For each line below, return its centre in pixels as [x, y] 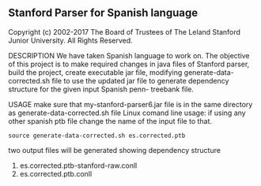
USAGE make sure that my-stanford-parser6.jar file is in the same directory [130, 104]
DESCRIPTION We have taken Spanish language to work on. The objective [129, 55]
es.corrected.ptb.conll [56, 173]
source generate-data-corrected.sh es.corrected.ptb [97, 136]
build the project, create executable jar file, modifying [95, 72]
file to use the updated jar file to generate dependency [140, 80]
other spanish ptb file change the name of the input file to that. [110, 121]
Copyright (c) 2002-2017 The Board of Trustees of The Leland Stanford [125, 32]
